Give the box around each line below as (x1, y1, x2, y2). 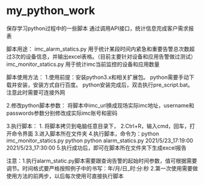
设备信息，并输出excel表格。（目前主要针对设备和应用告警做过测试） (25, 53, 197, 60)
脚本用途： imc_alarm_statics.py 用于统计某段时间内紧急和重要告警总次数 (6, 45, 190, 53)
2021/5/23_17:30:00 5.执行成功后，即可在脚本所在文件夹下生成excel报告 (6, 144, 187, 151)
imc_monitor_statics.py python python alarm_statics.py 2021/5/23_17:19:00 (6, 137, 194, 144)
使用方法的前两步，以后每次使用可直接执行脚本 (6, 172, 124, 180)
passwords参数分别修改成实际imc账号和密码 (6, 109, 118, 117)
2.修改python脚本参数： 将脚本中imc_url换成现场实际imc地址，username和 (6, 101, 195, 109)
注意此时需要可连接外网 (6, 89, 65, 96)
